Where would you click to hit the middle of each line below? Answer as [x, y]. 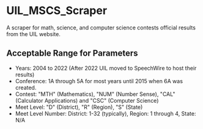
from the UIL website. [34, 34]
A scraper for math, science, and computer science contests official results [101, 28]
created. [26, 87]
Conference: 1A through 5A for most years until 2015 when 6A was [99, 81]
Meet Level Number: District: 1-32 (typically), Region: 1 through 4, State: [105, 113]
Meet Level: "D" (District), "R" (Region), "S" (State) [79, 107]
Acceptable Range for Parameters [72, 53]
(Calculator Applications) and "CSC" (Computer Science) [87, 100]
